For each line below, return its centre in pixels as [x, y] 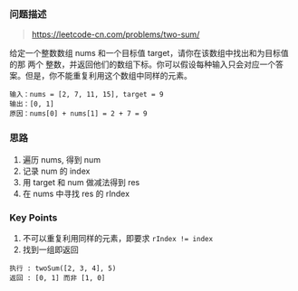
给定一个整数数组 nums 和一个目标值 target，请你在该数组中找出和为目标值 [149, 53]
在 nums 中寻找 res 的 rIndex [76, 193]
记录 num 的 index [56, 171]
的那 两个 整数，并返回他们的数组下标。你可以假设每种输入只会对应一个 [143, 64]
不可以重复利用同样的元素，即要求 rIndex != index [118, 238]
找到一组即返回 [50, 249]
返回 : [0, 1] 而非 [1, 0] [58, 277]
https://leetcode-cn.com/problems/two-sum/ [115, 34]
